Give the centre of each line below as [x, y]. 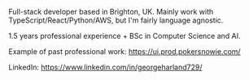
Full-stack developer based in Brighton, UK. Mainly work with [111, 12]
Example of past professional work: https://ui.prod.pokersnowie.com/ [125, 51]
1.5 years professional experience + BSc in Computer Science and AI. [125, 36]
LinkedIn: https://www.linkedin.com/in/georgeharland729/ [105, 67]
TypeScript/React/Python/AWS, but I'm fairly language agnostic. [116, 20]
